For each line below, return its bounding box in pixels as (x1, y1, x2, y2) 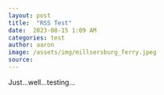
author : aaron (8, 41, 55, 49)
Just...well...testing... (8, 77, 76, 87)
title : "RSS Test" (8, 19, 73, 27)
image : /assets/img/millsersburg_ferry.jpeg (8, 48, 157, 56)
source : (8, 56, 34, 64)
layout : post (8, 11, 51, 20)
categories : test (8, 33, 65, 42)
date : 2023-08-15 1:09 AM (8, 26, 97, 34)
